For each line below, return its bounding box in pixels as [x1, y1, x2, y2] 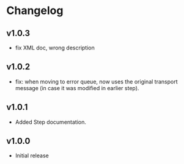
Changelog [6, 4, 64, 18]
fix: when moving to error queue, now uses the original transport [15, 77, 178, 85]
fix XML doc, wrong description [15, 44, 95, 51]
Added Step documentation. [15, 118, 87, 126]
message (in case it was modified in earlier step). [15, 84, 139, 91]
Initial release [15, 152, 49, 159]
